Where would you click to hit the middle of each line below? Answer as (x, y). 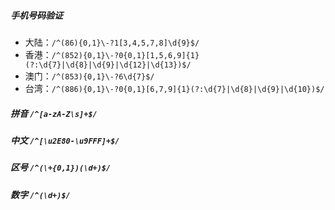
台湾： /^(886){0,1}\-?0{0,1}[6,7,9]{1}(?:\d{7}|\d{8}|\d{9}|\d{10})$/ (174, 88)
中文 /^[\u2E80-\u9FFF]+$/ (65, 140)
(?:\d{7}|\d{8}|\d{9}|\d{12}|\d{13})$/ (108, 65)
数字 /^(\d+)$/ (40, 194)
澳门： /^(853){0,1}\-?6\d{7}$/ (89, 76)
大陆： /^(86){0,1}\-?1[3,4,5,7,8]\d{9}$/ (112, 42)
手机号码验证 (36, 15)
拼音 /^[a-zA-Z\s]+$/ (54, 113)
